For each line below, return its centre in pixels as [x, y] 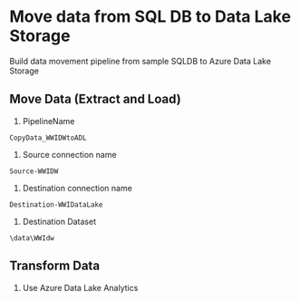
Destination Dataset [59, 221]
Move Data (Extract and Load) [95, 99]
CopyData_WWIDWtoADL [48, 138]
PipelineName [48, 121]
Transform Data [55, 266]
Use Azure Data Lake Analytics [80, 287]
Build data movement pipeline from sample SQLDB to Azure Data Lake [140, 61]
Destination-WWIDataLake [56, 205]
